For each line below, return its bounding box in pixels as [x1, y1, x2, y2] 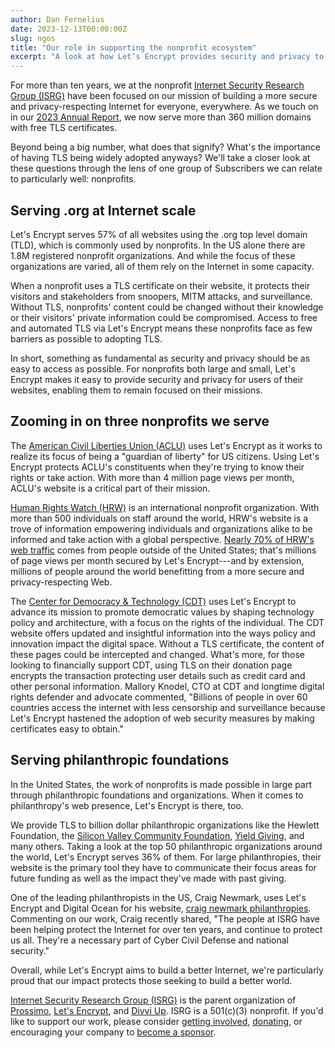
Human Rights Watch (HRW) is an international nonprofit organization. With [10, 501, 320, 513]
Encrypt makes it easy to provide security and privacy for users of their [10, 373, 304, 385]
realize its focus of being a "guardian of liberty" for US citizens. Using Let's [10, 450, 320, 462]
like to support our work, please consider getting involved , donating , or [10, 1015, 303, 1027]
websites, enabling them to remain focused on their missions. [10, 384, 263, 396]
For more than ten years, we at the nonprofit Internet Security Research [10, 79, 305, 91]
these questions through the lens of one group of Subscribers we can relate [10, 162, 323, 175]
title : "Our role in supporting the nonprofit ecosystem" [10, 42, 257, 53]
